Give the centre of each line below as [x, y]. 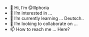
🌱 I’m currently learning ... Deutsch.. [47, 18]
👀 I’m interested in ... [31, 13]
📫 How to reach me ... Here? [40, 29]
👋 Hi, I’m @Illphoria [29, 8]
